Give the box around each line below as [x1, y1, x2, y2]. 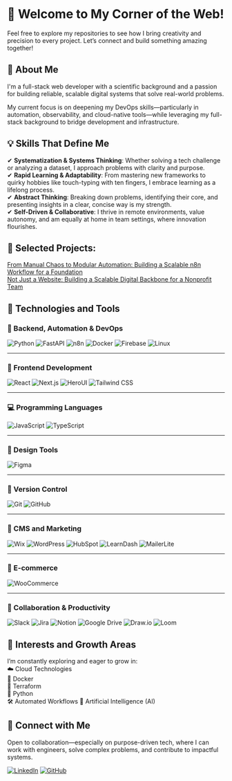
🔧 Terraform [7, 681, 41, 690]
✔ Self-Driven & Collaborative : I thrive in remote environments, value [7, 208, 205, 216]
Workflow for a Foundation [7, 268, 83, 276]
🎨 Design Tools [7, 445, 59, 454]
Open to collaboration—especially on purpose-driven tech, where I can [7, 738, 209, 746]
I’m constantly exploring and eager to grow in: [7, 656, 138, 665]
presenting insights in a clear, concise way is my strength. [7, 200, 172, 208]
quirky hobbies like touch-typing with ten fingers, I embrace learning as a [7, 178, 216, 186]
